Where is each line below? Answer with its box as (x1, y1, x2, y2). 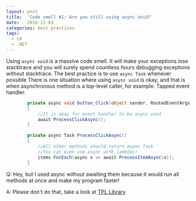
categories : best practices (6, 25, 75, 31)
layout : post (6, 8, 38, 15)
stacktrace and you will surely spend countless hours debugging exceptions (6, 63, 191, 71)
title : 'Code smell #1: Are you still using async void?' (6, 14, 154, 20)
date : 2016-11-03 (6, 19, 54, 25)
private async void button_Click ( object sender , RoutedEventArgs (27, 100, 191, 106)
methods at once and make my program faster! (6, 177, 120, 184)
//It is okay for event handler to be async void (37, 111, 161, 117)
